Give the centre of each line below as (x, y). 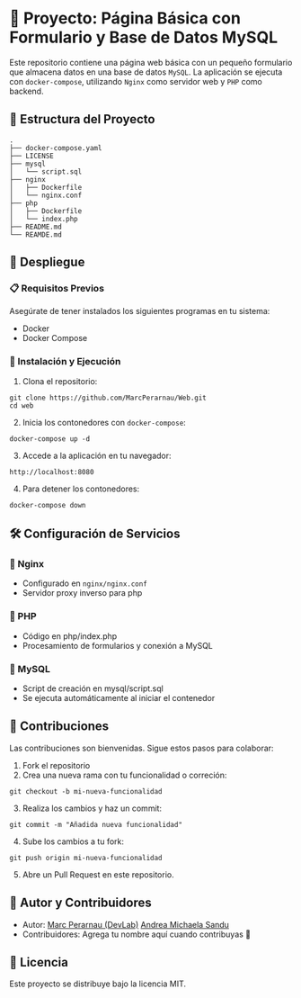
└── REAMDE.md (36, 234)
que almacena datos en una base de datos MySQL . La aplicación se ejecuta (146, 72)
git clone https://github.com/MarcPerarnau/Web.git (108, 398)
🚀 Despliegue (47, 262)
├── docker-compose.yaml (56, 148)
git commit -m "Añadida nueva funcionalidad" (96, 824)
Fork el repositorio (56, 765)
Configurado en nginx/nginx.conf (85, 583)
